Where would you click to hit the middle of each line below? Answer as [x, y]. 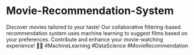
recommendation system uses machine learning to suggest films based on [97, 33]
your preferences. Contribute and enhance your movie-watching [85, 39]
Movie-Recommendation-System [90, 11]
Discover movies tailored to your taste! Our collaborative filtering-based [93, 27]
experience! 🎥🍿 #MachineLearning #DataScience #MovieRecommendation [97, 46]
